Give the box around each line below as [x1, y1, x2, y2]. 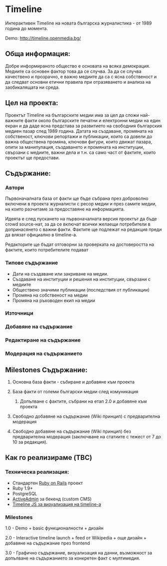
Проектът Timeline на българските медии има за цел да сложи [5, 112, 140, 118]
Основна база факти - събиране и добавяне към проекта [12, 379, 135, 385]
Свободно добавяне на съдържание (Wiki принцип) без [12, 428, 131, 434]
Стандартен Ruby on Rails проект [12, 480, 83, 486]
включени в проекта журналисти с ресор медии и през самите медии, [5, 201, 157, 207]
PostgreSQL [12, 490, 37, 496]
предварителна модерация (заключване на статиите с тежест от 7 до [12, 434, 161, 440]
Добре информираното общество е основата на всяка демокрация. [5, 63, 151, 69]
